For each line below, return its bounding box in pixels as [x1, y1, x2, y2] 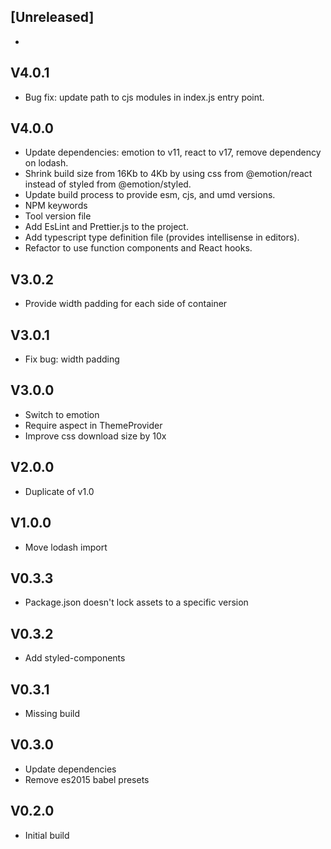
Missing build [24, 707, 81, 719]
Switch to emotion [24, 408, 100, 420]
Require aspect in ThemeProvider [24, 419, 163, 431]
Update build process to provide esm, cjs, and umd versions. [24, 189, 276, 201]
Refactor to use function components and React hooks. [24, 242, 253, 254]
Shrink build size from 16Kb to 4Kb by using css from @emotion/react [24, 168, 313, 180]
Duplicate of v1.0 [24, 485, 95, 497]
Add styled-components [24, 652, 126, 664]
